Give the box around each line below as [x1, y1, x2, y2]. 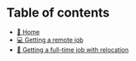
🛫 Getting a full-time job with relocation [16, 45, 129, 53]
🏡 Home [16, 28, 40, 36]
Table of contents [6, 5, 110, 21]
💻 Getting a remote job [16, 35, 84, 44]
